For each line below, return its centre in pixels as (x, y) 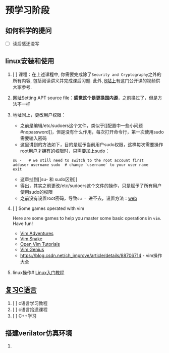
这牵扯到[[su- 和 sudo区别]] (49, 179)
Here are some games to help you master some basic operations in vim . (87, 218)
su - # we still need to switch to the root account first (78, 160)
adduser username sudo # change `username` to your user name (80, 165)
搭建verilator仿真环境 (39, 334)
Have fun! (23, 224)
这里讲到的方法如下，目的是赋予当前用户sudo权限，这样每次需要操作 (92, 144)
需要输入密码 (33, 138)
